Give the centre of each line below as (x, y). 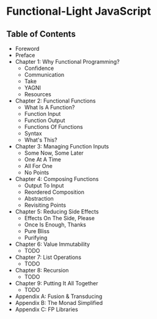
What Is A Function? (49, 107)
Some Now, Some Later (54, 153)
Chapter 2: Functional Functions (55, 101)
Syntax (33, 133)
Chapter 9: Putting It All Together (57, 283)
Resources (38, 94)
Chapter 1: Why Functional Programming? (68, 62)
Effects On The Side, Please (59, 218)
